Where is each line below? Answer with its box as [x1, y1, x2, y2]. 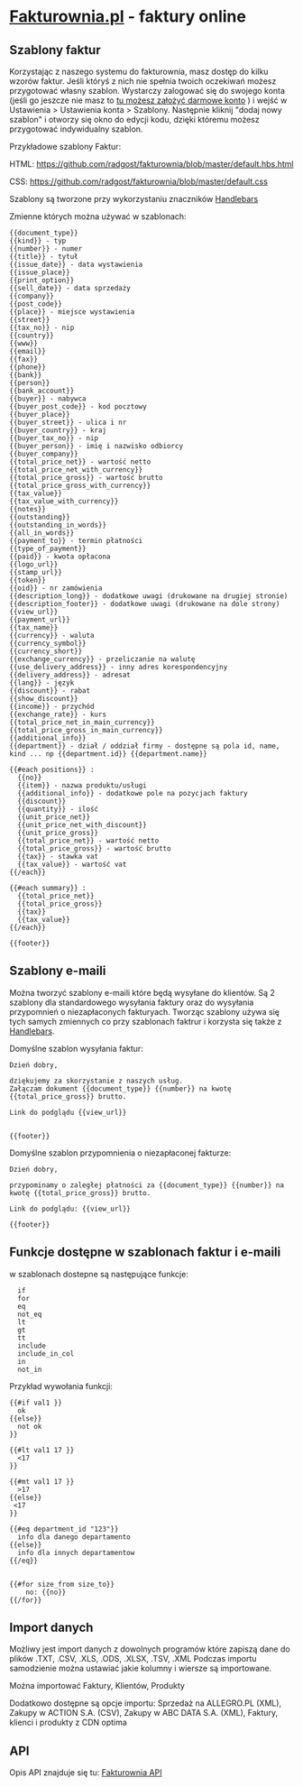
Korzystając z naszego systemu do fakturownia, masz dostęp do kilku [9, 66, 269, 77]
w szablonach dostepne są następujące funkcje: [9, 1268, 189, 1279]
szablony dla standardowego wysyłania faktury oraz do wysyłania [9, 997, 254, 1008]
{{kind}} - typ [9, 236, 67, 245]
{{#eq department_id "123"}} [9, 1524, 119, 1534]
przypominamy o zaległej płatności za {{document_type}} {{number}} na [9, 1180, 284, 1190]
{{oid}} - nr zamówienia [9, 584, 103, 593]
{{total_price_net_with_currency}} [9, 465, 143, 474]
